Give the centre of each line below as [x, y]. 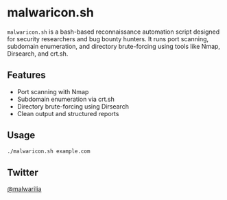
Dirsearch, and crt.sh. [38, 54]
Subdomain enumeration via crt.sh [65, 99]
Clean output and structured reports [68, 113]
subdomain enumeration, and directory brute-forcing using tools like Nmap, [114, 46]
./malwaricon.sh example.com [49, 151]
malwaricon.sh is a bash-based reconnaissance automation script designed [113, 32]
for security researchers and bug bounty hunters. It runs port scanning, [108, 38]
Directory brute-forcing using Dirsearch [73, 106]
